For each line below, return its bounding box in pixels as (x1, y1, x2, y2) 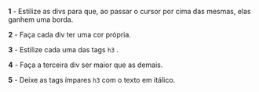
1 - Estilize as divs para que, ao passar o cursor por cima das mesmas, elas (8, 7, 251, 16)
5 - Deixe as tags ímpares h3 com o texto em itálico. (8, 76, 176, 84)
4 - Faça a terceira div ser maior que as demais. (8, 60, 163, 69)
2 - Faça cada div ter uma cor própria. (8, 30, 132, 39)
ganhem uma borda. (8, 15, 74, 24)
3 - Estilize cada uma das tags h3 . (8, 45, 119, 54)
